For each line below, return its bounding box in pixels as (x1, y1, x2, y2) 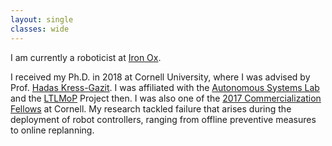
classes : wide (10, 24, 70, 34)
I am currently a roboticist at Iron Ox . (10, 51, 162, 63)
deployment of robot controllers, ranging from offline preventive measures (10, 113, 317, 125)
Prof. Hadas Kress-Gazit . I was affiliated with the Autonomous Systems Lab (10, 81, 320, 93)
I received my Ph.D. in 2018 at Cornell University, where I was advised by (10, 71, 311, 83)
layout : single (10, 14, 74, 25)
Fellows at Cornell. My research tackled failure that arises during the (10, 102, 292, 115)
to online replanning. (10, 124, 95, 136)
